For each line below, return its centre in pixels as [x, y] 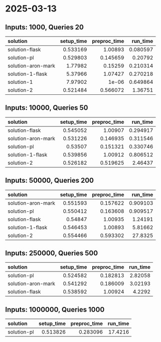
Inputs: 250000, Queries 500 [52, 253]
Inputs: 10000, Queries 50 [47, 108]
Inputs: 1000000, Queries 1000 [55, 309]
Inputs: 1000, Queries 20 [44, 27]
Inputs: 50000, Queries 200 [50, 180]
